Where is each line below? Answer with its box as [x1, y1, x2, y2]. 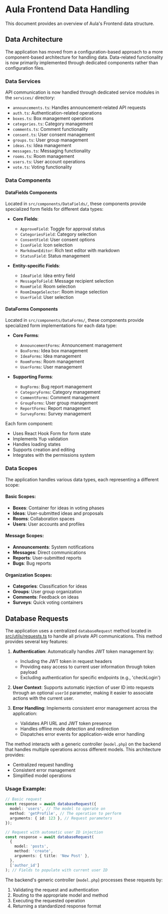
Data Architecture [5, 35, 63, 44]
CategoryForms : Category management [20, 389, 100, 395]
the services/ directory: [5, 95, 55, 101]
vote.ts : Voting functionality [12, 164, 72, 170]
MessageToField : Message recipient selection [20, 278, 114, 284]
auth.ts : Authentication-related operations [12, 110, 103, 116]
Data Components [5, 177, 51, 184]
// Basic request [5, 797, 42, 802]
